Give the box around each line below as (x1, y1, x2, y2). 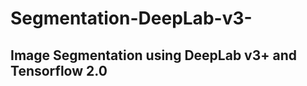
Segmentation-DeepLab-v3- (10, 7, 253, 30)
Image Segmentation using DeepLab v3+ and (10, 47, 297, 64)
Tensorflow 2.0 (10, 62, 108, 79)
